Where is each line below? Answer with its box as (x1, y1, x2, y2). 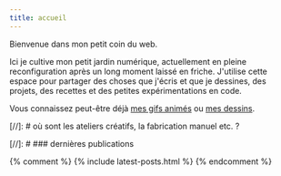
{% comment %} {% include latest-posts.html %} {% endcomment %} (9, 156, 273, 167)
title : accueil (9, 13, 67, 23)
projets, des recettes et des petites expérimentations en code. (9, 85, 243, 96)
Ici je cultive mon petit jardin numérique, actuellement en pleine (9, 56, 247, 67)
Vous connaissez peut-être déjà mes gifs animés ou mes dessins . (9, 102, 256, 114)
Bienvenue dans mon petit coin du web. (9, 38, 158, 49)
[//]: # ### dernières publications (9, 138, 135, 149)
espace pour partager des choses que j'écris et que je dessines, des (9, 75, 266, 87)
